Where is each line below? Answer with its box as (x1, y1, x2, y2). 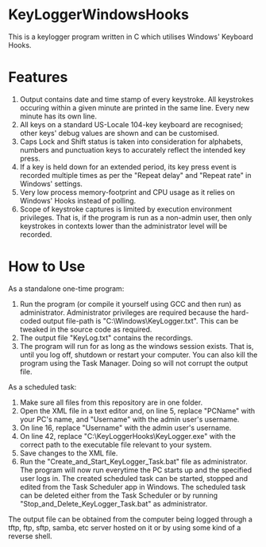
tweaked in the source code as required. (19, 324, 152, 334)
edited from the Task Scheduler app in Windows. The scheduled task (19, 482, 246, 491)
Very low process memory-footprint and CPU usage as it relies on (19, 187, 236, 196)
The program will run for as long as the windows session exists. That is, (19, 341, 254, 351)
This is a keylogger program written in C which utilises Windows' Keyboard (8, 32, 254, 41)
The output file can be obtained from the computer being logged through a (8, 514, 253, 524)
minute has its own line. (19, 111, 98, 121)
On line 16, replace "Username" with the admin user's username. (19, 423, 232, 433)
